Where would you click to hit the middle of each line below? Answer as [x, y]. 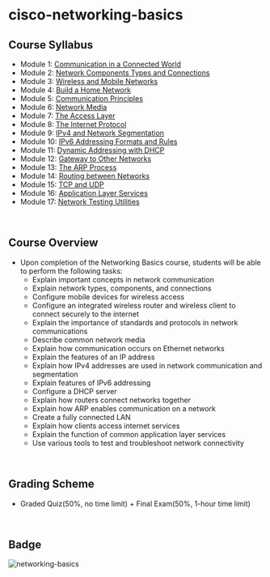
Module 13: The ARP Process [68, 167]
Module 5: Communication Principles [82, 98]
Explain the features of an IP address [93, 357]
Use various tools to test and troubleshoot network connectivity [138, 443]
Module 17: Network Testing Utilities [80, 202]
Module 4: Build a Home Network [76, 90]
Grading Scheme [51, 484]
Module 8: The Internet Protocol [73, 124]
